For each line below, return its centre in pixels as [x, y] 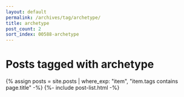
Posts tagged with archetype [80, 65]
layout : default [26, 12]
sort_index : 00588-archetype [42, 35]
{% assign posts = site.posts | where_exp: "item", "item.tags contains [92, 81]
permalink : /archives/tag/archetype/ [53, 18]
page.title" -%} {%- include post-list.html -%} [63, 88]
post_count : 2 [24, 29]
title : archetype [28, 23]
